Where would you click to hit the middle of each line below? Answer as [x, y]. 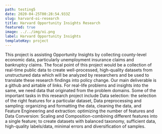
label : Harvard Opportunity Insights [43, 37]
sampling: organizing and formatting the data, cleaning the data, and [73, 106]
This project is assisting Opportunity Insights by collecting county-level [76, 54]
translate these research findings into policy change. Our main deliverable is [81, 80]
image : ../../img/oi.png [30, 32]
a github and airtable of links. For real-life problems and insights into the [77, 85]
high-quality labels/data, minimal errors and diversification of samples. [75, 126]
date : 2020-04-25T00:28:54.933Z [37, 14]
